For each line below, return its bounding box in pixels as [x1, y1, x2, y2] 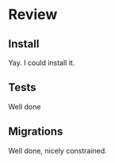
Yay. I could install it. [8, 58, 75, 67]
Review [8, 6, 58, 24]
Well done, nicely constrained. [8, 146, 107, 155]
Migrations [8, 125, 63, 138]
